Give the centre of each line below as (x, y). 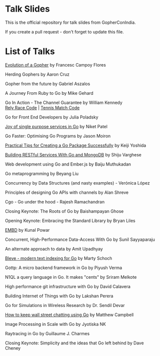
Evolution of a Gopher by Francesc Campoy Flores (55, 65)
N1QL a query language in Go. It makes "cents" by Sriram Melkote (71, 277)
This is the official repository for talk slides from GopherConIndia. (71, 22)
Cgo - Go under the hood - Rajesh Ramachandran (55, 202)
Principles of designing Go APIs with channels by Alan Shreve (67, 192)
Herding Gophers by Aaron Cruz (37, 74)
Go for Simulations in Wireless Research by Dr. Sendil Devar (65, 305)
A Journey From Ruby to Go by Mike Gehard (49, 93)
